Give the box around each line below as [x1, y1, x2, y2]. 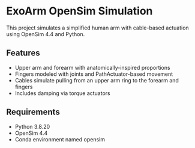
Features [6, 48, 40, 58]
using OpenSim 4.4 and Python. [6, 30, 85, 37]
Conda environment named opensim [14, 135, 105, 143]
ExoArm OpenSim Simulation [6, 4, 153, 18]
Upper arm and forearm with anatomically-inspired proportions [14, 64, 170, 71]
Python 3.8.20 [14, 123, 50, 130]
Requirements [6, 107, 60, 117]
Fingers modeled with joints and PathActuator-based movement [14, 70, 173, 78]
